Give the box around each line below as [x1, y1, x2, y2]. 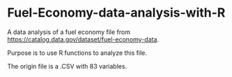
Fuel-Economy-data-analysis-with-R [7, 5, 226, 21]
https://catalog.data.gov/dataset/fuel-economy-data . [7, 35, 159, 43]
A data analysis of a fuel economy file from [7, 28, 131, 36]
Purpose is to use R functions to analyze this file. [7, 49, 148, 57]
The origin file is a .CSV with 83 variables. [7, 62, 127, 70]
